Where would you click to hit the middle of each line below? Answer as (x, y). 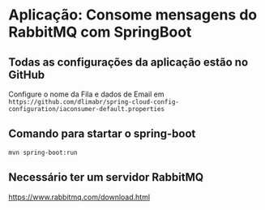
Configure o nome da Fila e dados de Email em (86, 94)
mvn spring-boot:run (43, 152)
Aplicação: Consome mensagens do (133, 15)
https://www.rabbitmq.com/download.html (79, 197)
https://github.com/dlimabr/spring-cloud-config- (94, 102)
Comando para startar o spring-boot (102, 134)
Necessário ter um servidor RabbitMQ (106, 177)
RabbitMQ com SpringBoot (100, 32)
